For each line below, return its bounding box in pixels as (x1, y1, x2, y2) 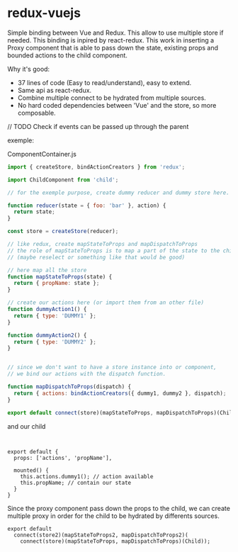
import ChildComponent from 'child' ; (7, 176, 119, 184)
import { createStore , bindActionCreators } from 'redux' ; (7, 163, 186, 171)
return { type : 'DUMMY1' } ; (13, 312, 97, 320)
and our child (7, 422, 46, 430)
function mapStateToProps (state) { (7, 273, 113, 281)
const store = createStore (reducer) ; (7, 228, 119, 235)
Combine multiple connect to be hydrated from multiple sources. (17, 94, 207, 102)
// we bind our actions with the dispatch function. (7, 371, 166, 378)
